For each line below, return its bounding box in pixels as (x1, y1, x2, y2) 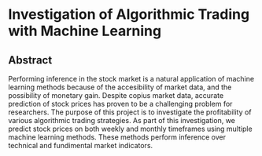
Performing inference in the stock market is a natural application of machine (8, 74, 254, 83)
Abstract (8, 53, 53, 67)
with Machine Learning (8, 22, 162, 40)
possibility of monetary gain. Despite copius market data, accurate (8, 91, 224, 100)
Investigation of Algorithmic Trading (8, 5, 250, 24)
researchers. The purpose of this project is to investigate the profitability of (8, 107, 252, 117)
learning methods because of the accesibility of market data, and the (8, 82, 232, 92)
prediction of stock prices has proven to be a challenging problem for (8, 100, 233, 108)
